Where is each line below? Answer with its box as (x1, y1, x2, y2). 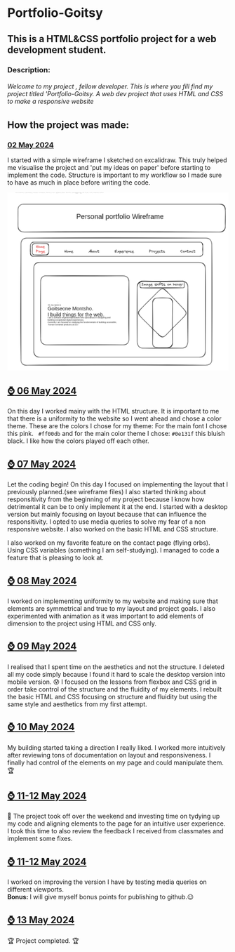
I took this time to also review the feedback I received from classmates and (7, 827, 224, 835)
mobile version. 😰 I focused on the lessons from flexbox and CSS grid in (7, 677, 217, 686)
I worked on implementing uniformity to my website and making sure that (7, 597, 219, 605)
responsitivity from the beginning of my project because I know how (7, 495, 205, 503)
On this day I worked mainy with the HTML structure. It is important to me (7, 407, 220, 416)
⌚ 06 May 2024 (7, 385, 77, 397)
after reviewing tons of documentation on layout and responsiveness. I (7, 751, 211, 759)
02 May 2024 (7, 140, 54, 150)
